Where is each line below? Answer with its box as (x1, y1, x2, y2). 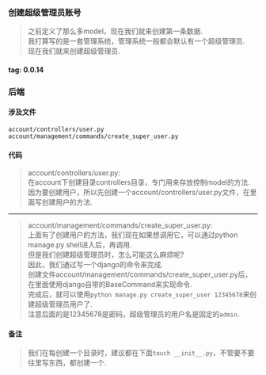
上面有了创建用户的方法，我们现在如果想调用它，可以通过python (27, 230, 238, 239)
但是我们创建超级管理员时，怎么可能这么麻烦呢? (27, 250, 184, 259)
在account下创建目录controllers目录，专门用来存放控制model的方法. (27, 178, 251, 187)
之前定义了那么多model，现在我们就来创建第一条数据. (27, 26, 203, 36)
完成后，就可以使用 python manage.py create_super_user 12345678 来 (27, 289, 250, 299)
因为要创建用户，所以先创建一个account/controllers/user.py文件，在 (27, 188, 250, 197)
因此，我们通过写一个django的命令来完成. (27, 260, 164, 270)
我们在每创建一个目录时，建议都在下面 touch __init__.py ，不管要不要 (27, 348, 255, 358)
